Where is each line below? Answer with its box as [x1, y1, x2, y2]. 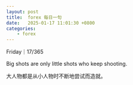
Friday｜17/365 [6, 48, 44, 56]
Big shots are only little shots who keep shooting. [6, 60, 128, 68]
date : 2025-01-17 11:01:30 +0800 [6, 20, 95, 26]
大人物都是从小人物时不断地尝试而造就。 [6, 72, 106, 80]
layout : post [6, 8, 39, 15]
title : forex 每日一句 [6, 14, 62, 20]
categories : [6, 25, 36, 32]
